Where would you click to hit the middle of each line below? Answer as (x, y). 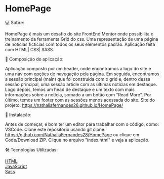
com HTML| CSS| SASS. (30, 49)
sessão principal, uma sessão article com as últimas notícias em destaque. (81, 84)
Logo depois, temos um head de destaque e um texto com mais (70, 89)
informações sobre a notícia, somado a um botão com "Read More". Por (78, 94)
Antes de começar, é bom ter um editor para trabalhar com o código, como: (82, 124)
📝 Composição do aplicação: (34, 59)
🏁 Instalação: (18, 115)
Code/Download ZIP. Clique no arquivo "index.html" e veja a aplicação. (77, 140)
